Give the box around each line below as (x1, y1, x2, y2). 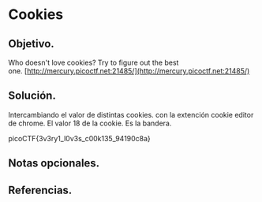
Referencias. (8, 183, 73, 196)
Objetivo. (8, 37, 55, 50)
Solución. (8, 89, 57, 103)
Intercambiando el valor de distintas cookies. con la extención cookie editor (8, 110, 254, 119)
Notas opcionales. (8, 156, 100, 170)
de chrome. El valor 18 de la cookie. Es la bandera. (8, 118, 172, 128)
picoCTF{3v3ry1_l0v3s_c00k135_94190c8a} (8, 133, 152, 143)
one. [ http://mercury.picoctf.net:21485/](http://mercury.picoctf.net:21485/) (8, 66, 250, 76)
